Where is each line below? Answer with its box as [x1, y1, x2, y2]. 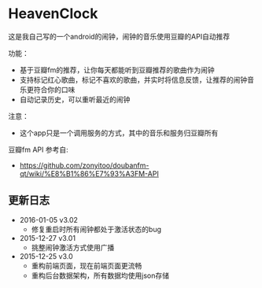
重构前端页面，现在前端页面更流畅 [31, 260, 142, 270]
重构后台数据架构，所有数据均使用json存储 [31, 271, 170, 280]
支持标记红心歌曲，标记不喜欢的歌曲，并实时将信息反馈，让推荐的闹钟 [19, 75, 248, 84]
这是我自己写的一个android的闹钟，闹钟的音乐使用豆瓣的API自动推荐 [8, 31, 231, 41]
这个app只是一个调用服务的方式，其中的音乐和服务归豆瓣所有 [19, 127, 219, 138]
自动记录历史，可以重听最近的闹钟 [19, 94, 131, 104]
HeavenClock [8, 5, 98, 23]
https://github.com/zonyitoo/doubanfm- [19, 161, 149, 170]
